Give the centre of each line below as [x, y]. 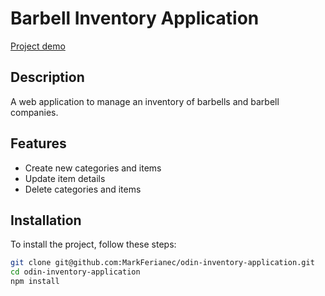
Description [47, 77]
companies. [34, 112]
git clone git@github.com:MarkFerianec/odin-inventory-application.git [162, 263]
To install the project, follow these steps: [93, 244]
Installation [46, 220]
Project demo [38, 46]
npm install [35, 282]
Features [38, 143]
